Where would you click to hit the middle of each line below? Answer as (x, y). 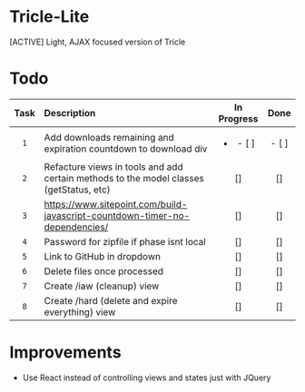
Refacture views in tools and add (113, 167)
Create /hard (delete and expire (111, 300)
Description (70, 113)
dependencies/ (76, 227)
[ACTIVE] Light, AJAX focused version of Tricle (98, 42)
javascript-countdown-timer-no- (117, 215)
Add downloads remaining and (109, 137)
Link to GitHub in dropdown (103, 256)
